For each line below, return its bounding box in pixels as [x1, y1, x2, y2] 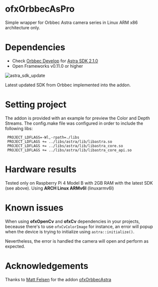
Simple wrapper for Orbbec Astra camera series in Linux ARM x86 [5, 19, 138, 25]
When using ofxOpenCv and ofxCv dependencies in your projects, [5, 218, 140, 224]
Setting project [5, 99, 67, 110]
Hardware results [5, 164, 77, 175]
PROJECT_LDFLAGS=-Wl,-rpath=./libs [7, 135, 79, 140]
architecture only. [5, 24, 40, 30]
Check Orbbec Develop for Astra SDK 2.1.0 [12, 57, 99, 64]
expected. [5, 243, 25, 249]
